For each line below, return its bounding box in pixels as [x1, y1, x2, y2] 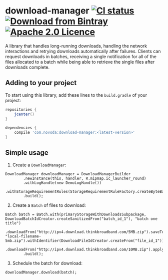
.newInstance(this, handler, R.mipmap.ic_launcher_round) [23, 176, 146, 181]
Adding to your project [5, 79, 77, 87]
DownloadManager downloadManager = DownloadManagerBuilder [5, 171, 131, 176]
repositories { [5, 107, 37, 112]
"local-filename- [5, 233, 41, 239]
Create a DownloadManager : [12, 162, 66, 168]
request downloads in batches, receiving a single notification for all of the [5, 53, 156, 60]
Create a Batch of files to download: [12, 202, 86, 208]
